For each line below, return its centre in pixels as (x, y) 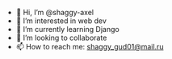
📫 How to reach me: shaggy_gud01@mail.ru (90, 47)
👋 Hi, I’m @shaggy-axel (55, 12)
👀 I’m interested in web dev (61, 21)
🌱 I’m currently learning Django (67, 29)
